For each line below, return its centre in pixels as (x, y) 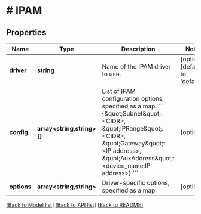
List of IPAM (119, 91)
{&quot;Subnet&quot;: (132, 114)
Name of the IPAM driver (137, 66)
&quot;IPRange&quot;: (133, 128)
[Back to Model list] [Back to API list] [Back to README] (75, 205)
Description (138, 49)
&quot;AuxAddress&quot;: (138, 158)
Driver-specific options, (136, 183)
